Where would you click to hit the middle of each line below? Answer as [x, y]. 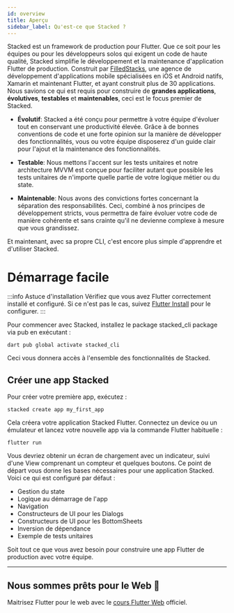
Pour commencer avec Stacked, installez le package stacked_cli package [112, 325]
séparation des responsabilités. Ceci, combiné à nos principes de [111, 206]
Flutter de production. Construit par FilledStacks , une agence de [99, 69]
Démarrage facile [58, 277]
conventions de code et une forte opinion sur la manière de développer [119, 134]
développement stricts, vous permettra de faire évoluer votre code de [117, 213]
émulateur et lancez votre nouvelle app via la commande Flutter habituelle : [115, 430]
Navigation [33, 506]
